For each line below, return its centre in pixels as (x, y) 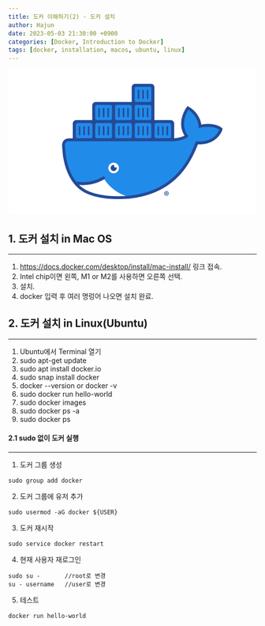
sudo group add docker (45, 481)
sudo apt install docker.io (60, 368)
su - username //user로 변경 (57, 585)
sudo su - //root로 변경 (57, 576)
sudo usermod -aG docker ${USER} (63, 513)
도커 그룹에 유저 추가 (51, 496)
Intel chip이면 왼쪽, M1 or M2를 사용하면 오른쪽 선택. (101, 277)
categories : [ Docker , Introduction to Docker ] (86, 42)
